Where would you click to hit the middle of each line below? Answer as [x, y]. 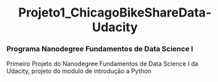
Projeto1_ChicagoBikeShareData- [115, 13]
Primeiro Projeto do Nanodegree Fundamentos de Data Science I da [102, 64]
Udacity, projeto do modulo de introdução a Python [79, 71]
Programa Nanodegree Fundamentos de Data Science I [100, 49]
